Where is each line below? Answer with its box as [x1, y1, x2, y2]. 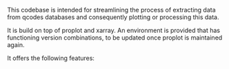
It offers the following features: [7, 54, 95, 62]
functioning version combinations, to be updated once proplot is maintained [7, 33, 223, 42]
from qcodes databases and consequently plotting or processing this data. [7, 13, 219, 21]
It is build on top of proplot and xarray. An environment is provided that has [7, 27, 221, 34]
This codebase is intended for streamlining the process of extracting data [7, 6, 216, 14]
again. [7, 41, 26, 49]
